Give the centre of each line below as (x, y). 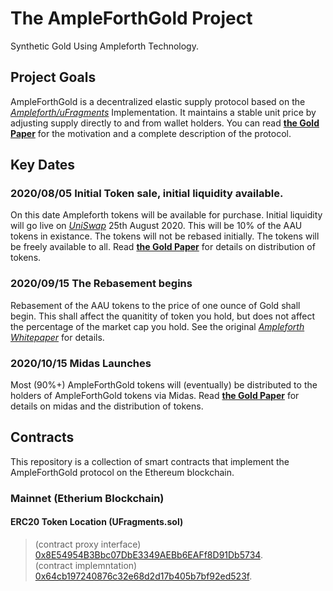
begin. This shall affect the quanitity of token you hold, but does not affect (163, 316)
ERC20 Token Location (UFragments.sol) (97, 522)
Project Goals (53, 77)
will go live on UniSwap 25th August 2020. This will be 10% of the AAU (156, 226)
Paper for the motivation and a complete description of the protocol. (151, 133)
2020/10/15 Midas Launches (81, 363)
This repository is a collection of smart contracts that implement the (150, 461)
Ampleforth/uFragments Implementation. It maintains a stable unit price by (163, 112)
